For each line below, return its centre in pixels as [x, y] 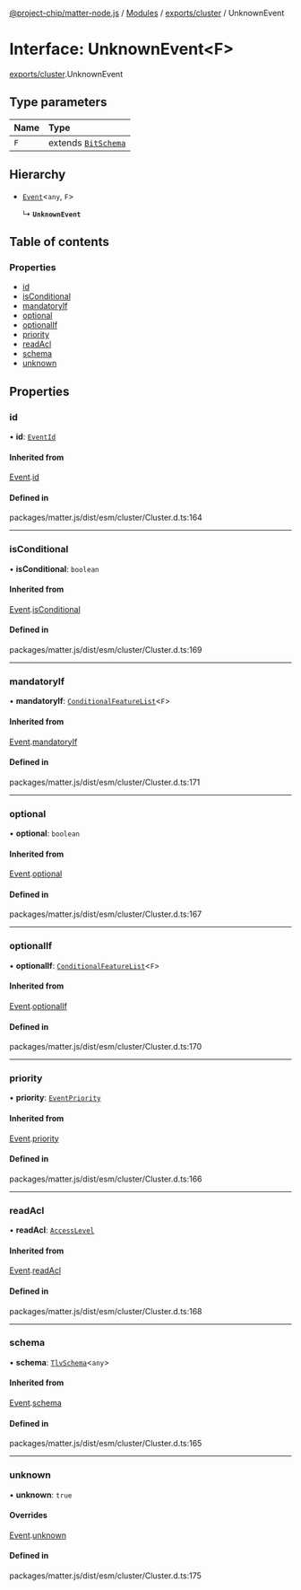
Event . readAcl [35, 1270]
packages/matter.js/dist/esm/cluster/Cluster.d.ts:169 [106, 650]
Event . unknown [38, 1535]
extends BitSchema [87, 143]
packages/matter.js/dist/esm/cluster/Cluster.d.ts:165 [106, 1444]
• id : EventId [33, 436]
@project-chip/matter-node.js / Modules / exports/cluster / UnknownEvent [147, 13]
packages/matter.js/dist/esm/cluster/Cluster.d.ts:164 [106, 518]
